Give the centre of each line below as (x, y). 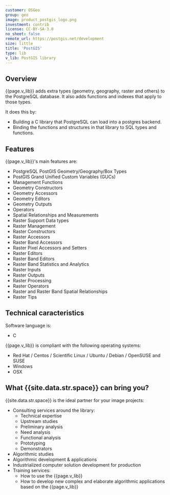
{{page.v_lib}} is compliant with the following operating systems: (73, 345)
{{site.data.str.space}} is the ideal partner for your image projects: (75, 400)
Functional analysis (41, 437)
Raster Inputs (27, 270)
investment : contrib (27, 24)
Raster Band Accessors (37, 242)
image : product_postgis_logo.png (41, 20)
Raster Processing (32, 280)
